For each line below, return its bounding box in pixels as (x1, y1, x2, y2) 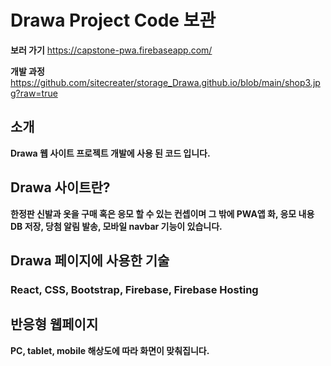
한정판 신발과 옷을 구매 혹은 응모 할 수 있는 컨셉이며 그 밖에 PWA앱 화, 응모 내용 (10, 207, 315, 220)
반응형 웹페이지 (10, 316, 99, 333)
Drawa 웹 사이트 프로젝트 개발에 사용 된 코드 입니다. (10, 147, 211, 159)
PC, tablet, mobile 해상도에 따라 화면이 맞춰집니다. (10, 344, 210, 356)
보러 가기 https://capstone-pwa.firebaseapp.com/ (10, 44, 213, 56)
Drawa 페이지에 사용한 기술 (10, 252, 170, 269)
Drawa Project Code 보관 (10, 9, 217, 32)
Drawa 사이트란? (10, 179, 111, 196)
